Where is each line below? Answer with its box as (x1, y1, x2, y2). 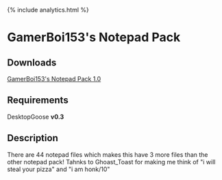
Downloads (7, 57, 57, 68)
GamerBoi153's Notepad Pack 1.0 (7, 75, 101, 82)
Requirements (7, 95, 69, 106)
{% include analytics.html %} (7, 6, 89, 14)
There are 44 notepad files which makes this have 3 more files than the (7, 150, 208, 159)
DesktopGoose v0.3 (7, 112, 64, 121)
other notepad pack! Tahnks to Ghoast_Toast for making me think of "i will (7, 157, 216, 166)
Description (7, 132, 58, 144)
